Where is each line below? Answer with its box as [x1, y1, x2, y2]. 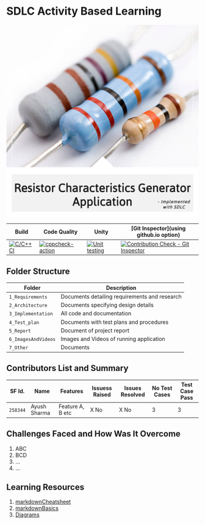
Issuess [92, 384, 112, 392]
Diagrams [15, 511, 40, 519]
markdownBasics [15, 504, 59, 512]
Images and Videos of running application [60, 336, 166, 342]
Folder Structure [6, 266, 70, 276]
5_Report [9, 328, 32, 334]
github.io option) [137, 231, 181, 239]
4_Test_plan [9, 319, 40, 326]
